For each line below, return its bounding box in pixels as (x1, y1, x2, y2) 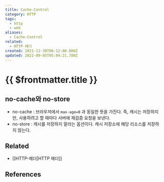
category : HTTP (5, 12, 36, 17)
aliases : (5, 30, 23, 35)
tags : (5, 16, 16, 21)
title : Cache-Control (5, 7, 50, 12)
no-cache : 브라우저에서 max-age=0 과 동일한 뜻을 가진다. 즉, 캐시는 (12, 109, 142, 115)
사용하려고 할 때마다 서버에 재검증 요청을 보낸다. (19, 115, 110, 121)
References (5, 170, 41, 179)
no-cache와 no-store (5, 94, 70, 103)
